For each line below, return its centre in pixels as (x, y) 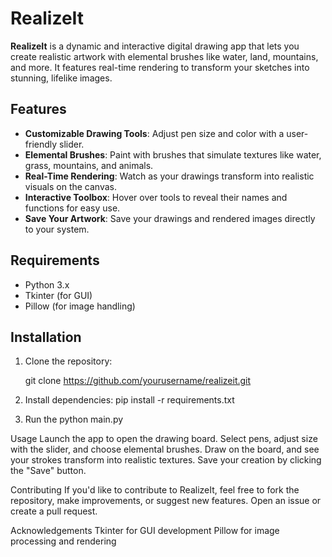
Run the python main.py (74, 419)
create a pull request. (54, 511)
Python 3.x (47, 284)
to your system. (57, 229)
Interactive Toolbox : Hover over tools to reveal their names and (156, 197)
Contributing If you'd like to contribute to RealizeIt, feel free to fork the (155, 490)
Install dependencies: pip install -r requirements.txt (129, 400)
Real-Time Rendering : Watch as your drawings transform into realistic (169, 176)
